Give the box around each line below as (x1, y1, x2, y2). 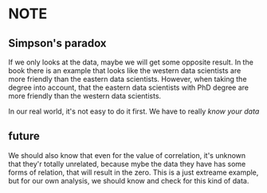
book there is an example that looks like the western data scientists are (8, 66, 241, 75)
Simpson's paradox (8, 37, 107, 50)
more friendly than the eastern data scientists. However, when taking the (8, 75, 247, 83)
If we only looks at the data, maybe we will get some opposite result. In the (8, 57, 253, 67)
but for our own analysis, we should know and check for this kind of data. (8, 176, 249, 185)
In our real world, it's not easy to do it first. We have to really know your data (8, 106, 260, 116)
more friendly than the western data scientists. (8, 91, 162, 100)
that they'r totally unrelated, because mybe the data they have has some (8, 159, 246, 168)
